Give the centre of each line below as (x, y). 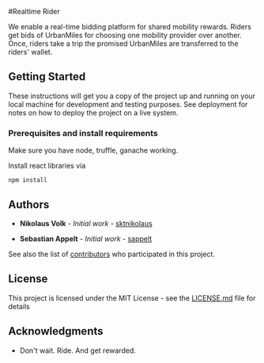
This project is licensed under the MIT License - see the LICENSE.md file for (132, 298)
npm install (28, 180)
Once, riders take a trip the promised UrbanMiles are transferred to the (123, 43)
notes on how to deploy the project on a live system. (93, 112)
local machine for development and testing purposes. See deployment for (128, 104)
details (19, 306)
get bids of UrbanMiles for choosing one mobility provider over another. (125, 35)
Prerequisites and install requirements (83, 133)
